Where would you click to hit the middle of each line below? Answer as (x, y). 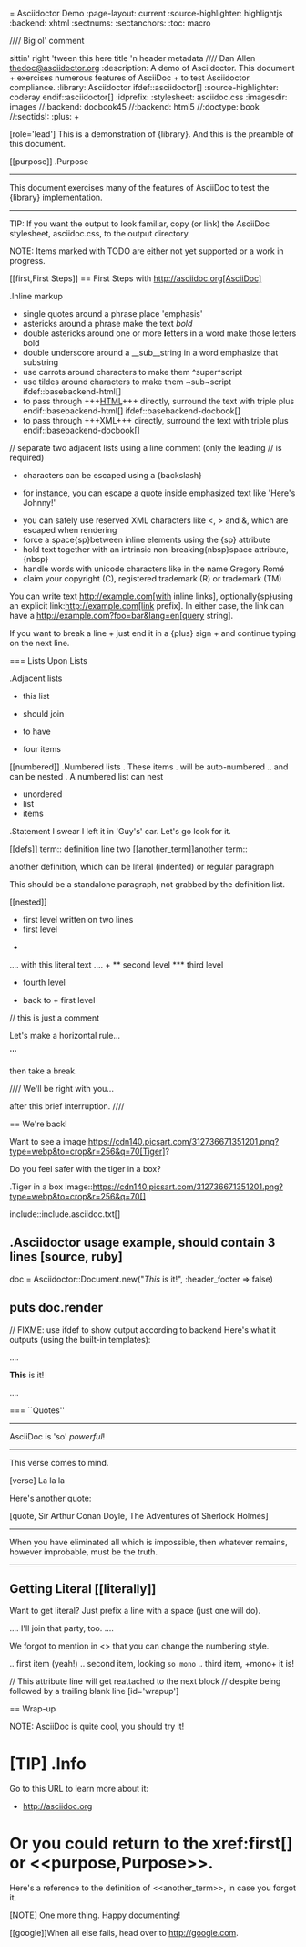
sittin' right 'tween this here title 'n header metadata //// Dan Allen (133, 58)
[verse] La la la (37, 1480)
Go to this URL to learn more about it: (79, 1789)
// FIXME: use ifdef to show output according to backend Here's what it (143, 1329)
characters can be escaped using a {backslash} (112, 475)
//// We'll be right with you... (61, 1089)
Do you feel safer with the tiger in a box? (85, 1169)
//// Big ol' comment (47, 41)
